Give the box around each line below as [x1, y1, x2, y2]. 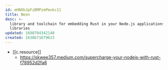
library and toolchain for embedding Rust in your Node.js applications [9, 21, 164, 26]
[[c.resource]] [12, 48, 41, 55]
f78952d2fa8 [19, 59, 47, 65]
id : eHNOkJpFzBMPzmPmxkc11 [5, 7, 61, 12]
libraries [9, 26, 30, 31]
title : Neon [5, 12, 30, 17]
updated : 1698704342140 [5, 30, 55, 35]
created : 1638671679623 [5, 35, 55, 40]
